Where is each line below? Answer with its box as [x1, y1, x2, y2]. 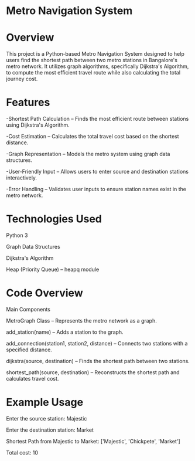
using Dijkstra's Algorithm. [6, 121, 70, 128]
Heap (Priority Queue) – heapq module [6, 266, 100, 273]
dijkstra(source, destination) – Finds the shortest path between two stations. [6, 357, 190, 364]
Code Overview [6, 286, 83, 300]
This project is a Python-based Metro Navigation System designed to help [6, 50, 184, 57]
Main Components [6, 306, 51, 313]
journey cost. [6, 75, 38, 83]
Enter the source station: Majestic [6, 415, 87, 422]
